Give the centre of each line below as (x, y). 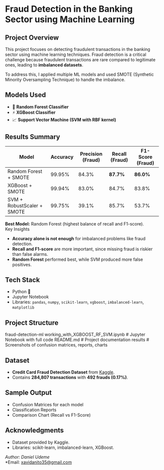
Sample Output (29, 393)
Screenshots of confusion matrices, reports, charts (56, 345)
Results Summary (33, 137)
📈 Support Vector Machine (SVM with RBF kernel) (64, 120)
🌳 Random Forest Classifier (41, 107)
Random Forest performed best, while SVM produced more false (77, 259)
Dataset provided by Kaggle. (41, 442)
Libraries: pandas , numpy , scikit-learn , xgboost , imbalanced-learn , (78, 302)
